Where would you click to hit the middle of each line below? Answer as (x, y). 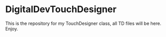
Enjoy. (12, 28)
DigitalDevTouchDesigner (61, 9)
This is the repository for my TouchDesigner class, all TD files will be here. (84, 23)
